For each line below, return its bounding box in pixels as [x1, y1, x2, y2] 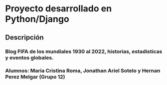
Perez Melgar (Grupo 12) [5, 74, 65, 81]
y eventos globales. [5, 54, 54, 61]
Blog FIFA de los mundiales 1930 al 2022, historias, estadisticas [5, 48, 163, 55]
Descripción [5, 33, 44, 42]
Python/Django [5, 13, 70, 25]
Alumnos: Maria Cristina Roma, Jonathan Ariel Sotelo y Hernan [5, 67, 161, 74]
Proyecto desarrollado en [5, 3, 112, 14]
